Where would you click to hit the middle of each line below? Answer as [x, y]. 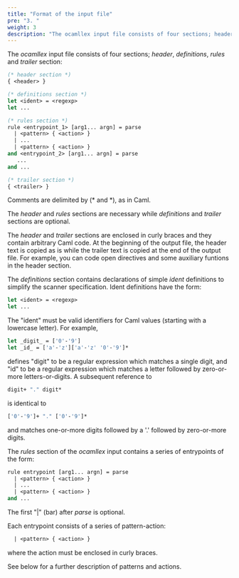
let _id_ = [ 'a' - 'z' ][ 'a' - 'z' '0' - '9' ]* [68, 348]
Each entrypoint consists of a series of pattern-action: [86, 526]
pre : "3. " [23, 21]
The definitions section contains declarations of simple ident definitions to [116, 280]
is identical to [27, 403]
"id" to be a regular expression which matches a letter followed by [104, 369]
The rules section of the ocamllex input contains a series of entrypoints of [116, 451]
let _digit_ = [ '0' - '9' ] [44, 341]
